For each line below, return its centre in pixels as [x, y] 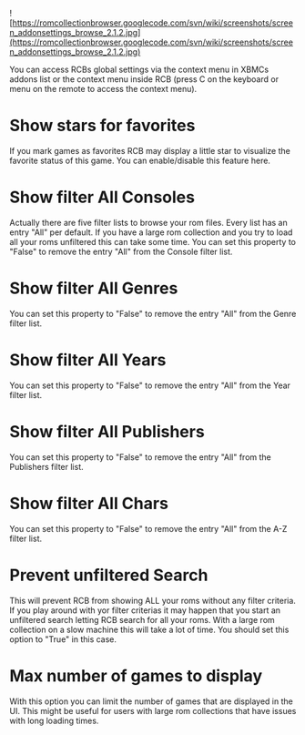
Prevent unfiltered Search [109, 575]
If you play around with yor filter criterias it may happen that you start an [145, 610]
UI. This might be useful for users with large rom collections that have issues [153, 710]
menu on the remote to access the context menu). [103, 89]
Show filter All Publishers [107, 431]
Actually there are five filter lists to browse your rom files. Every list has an [149, 222]
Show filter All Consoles [102, 197]
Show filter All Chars [89, 503]
